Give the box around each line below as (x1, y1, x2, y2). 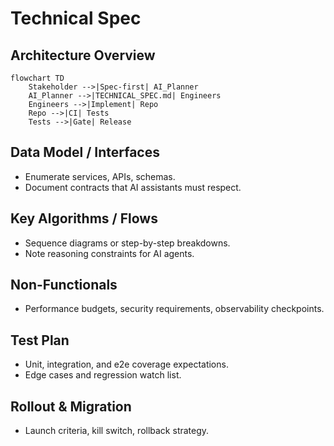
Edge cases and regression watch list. (24, 369, 182, 381)
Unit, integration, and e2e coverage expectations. (24, 358, 229, 371)
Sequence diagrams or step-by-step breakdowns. (24, 237, 231, 249)
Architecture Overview (10, 47, 156, 64)
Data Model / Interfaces (10, 144, 160, 161)
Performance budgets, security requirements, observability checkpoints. (24, 303, 325, 315)
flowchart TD (10, 73, 65, 83)
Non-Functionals (10, 277, 118, 294)
